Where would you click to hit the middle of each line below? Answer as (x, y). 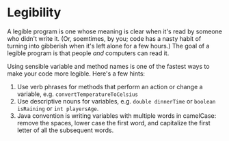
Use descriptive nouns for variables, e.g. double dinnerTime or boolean (116, 101)
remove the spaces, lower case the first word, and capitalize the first (113, 123)
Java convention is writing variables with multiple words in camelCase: (117, 115)
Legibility (34, 13)
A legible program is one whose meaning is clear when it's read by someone (115, 31)
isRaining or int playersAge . (58, 108)
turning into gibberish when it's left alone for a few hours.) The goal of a (108, 46)
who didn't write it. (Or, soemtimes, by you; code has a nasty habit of (104, 38)
